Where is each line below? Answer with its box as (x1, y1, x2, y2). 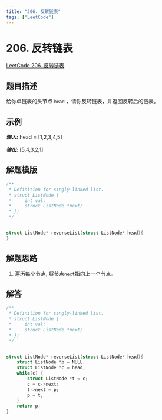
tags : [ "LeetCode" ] (6, 14, 54, 20)
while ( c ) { (16, 370, 44, 376)
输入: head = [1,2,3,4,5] (6, 134, 62, 141)
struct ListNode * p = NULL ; (16, 359, 85, 365)
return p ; (16, 403, 41, 409)
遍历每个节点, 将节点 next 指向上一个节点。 (14, 270, 117, 277)
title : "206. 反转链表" (6, 8, 61, 15)
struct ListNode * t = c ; (27, 376, 88, 382)
